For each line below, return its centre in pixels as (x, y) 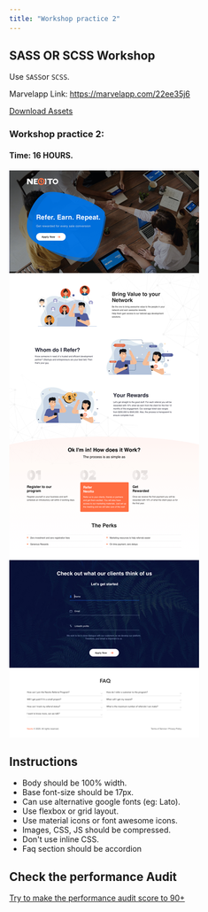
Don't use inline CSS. (61, 839)
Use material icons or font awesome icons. (100, 821)
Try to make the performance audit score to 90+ (97, 898)
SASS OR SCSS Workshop (82, 56)
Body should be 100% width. (74, 783)
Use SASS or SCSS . (39, 77)
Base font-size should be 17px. (78, 792)
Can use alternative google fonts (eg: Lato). (101, 802)
